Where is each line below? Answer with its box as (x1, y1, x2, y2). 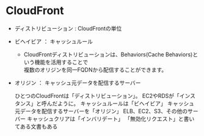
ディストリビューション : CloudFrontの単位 (14, 25, 122, 32)
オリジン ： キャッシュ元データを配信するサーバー (14, 79, 141, 86)
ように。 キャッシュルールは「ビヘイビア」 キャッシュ (57, 99, 195, 107)
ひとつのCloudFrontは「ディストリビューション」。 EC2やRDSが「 (14, 92, 180, 99)
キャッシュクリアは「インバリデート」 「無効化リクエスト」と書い (26, 115, 195, 123)
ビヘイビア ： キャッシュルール (14, 37, 93, 45)
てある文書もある (14, 123, 58, 130)
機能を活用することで (34, 58, 89, 66)
